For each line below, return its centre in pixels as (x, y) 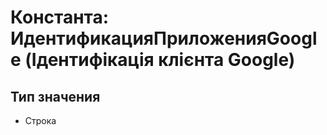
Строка (40, 120)
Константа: (60, 17)
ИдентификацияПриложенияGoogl (164, 38)
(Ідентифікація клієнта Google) (160, 60)
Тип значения (55, 96)
